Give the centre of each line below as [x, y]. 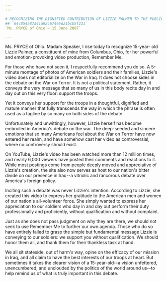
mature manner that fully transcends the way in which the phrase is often [80, 108]
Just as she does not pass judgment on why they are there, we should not [81, 221]
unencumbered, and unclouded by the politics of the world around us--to [80, 268]
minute [12, 72]
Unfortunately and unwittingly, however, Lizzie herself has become [74, 123]
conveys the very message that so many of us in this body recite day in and [83, 88]
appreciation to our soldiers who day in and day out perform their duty [77, 206]
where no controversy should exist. [41, 145]
